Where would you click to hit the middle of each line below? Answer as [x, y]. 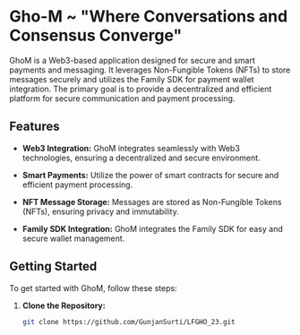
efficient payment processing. [77, 185]
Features [34, 127]
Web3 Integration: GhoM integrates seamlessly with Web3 [131, 148]
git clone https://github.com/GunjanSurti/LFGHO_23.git [129, 322]
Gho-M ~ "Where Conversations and [149, 17]
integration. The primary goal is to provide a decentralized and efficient [141, 89]
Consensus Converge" [96, 35]
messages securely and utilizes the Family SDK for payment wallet [132, 79]
